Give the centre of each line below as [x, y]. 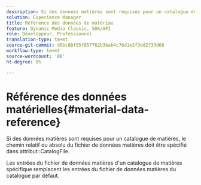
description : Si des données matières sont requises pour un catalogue [97, 12]
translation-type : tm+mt [37, 40]
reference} [33, 122]
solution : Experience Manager [44, 17]
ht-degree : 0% [24, 62]
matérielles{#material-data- [78, 109]
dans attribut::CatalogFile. [38, 151]
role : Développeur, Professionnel [49, 34]
